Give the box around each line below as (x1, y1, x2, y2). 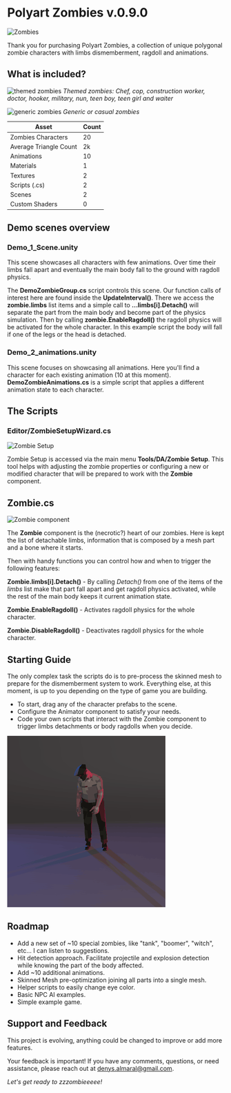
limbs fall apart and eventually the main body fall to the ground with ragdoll (7, 266, 220, 274)
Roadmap (7, 920, 50, 933)
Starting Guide (7, 654, 71, 666)
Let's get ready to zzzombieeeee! (7, 1077, 103, 1085)
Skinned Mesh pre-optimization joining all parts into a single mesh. (17, 976, 207, 984)
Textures (10, 171, 36, 180)
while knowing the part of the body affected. (17, 961, 144, 969)
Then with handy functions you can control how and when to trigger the (7, 557, 212, 565)
